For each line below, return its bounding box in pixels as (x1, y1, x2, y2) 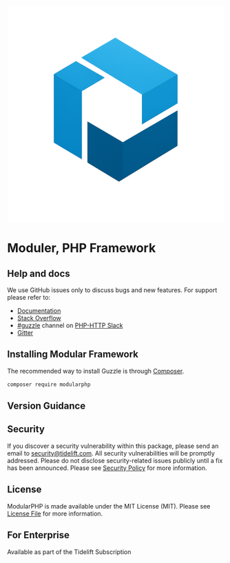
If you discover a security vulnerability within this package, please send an (7, 442, 219, 450)
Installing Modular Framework (7, 349, 139, 360)
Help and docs (7, 267, 70, 279)
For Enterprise (7, 529, 70, 541)
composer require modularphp (7, 381, 91, 388)
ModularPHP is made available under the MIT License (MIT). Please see (7, 502, 211, 510)
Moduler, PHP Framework (7, 240, 156, 256)
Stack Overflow (17, 314, 62, 322)
